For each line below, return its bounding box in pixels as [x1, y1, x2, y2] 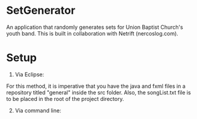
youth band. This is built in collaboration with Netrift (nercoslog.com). [6, 29, 179, 37]
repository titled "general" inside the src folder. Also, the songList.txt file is [6, 88, 191, 96]
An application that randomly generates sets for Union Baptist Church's [6, 23, 184, 31]
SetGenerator [6, 4, 75, 17]
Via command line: [14, 106, 61, 114]
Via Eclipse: [14, 70, 44, 78]
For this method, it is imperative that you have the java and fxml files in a [6, 82, 186, 90]
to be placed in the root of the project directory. [6, 95, 125, 102]
